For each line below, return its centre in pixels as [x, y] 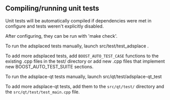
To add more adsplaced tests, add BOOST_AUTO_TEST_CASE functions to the [82, 56]
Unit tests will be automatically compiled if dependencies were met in [79, 20]
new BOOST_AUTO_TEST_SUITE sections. [49, 66]
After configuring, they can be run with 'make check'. [61, 36]
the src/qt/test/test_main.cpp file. [43, 92]
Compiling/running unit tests [52, 8]
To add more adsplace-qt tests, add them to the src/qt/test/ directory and [85, 86]
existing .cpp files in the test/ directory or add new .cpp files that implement [85, 61]
